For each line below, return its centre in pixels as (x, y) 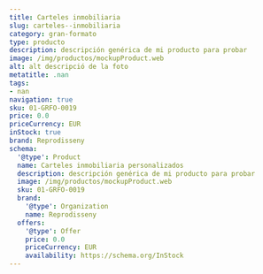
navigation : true (41, 99)
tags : (19, 83)
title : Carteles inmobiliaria (65, 17)
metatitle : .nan (39, 75)
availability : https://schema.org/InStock (104, 256)
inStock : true (35, 133)
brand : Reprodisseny (47, 141)
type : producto (37, 42)
